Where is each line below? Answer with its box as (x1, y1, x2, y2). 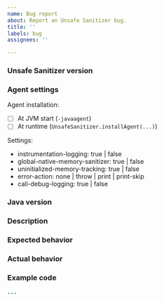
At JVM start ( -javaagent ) (17, 114, 92, 123)
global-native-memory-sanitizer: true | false (17, 158, 144, 166)
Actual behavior (7, 254, 63, 264)
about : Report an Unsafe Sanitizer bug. (7, 17, 128, 24)
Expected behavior (7, 235, 74, 245)
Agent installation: (7, 101, 60, 109)
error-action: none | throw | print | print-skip (17, 172, 145, 181)
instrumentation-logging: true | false (17, 150, 123, 158)
